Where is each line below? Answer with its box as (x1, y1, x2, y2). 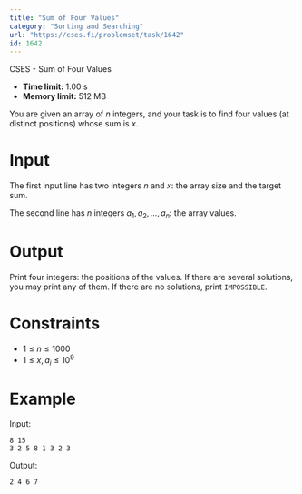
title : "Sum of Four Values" (9, 13, 120, 23)
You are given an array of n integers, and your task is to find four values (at (9, 108, 290, 119)
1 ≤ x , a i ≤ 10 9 (22, 352, 74, 368)
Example (9, 388, 76, 409)
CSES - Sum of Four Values (9, 64, 112, 75)
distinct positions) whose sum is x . (9, 118, 139, 129)
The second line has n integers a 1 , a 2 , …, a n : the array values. (9, 207, 238, 220)
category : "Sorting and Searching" (9, 22, 144, 31)
